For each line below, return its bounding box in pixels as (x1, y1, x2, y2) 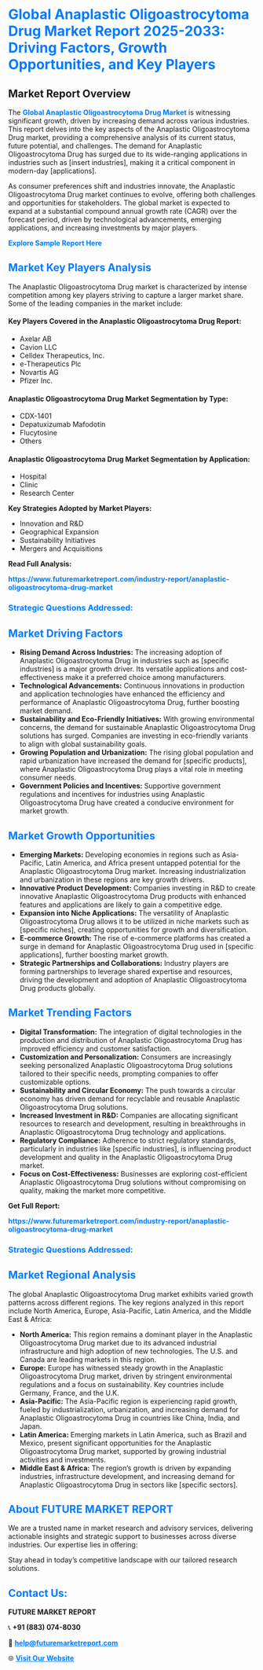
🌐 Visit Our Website (8, 1653, 75, 1663)
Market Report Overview (8, 86, 131, 100)
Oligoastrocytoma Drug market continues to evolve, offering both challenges (8, 190, 256, 199)
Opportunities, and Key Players (8, 56, 216, 74)
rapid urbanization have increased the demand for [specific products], (19, 756, 247, 765)
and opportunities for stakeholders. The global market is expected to (8, 198, 230, 207)
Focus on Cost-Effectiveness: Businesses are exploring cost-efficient (19, 1169, 247, 1178)
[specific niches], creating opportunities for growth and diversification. (19, 925, 249, 934)
